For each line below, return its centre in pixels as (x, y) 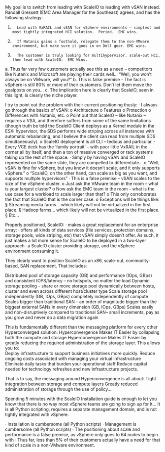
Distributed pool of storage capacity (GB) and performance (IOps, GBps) (79, 275)
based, (12, 266)
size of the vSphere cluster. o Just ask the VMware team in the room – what (82, 183)
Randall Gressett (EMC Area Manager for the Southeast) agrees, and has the (82, 12)
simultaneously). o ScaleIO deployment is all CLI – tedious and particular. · (80, 141)
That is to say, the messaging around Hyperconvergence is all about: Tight (81, 379)
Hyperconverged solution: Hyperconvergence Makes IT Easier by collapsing (82, 332)
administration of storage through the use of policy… (58, 389)
